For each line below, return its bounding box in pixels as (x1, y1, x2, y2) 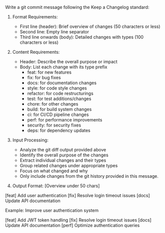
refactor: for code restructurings (27, 91, 93, 96)
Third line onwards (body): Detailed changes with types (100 (19, 34, 144, 40)
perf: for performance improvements (27, 117, 103, 122)
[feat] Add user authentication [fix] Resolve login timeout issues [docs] (5, 193, 150, 198)
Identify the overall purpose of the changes (19, 152, 108, 158)
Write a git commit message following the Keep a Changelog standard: (5, 4, 150, 10)
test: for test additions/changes (27, 96, 91, 102)
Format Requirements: (12, 14, 58, 19)
